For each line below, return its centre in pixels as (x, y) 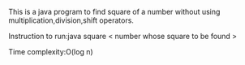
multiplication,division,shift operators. (71, 20)
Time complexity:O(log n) (51, 52)
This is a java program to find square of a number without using (114, 12)
